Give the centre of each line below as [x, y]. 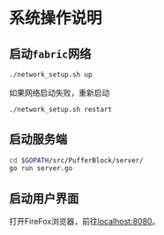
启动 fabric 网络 [50, 54]
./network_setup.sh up [51, 74]
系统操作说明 [56, 18]
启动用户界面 [44, 198]
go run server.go [41, 168]
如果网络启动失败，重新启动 [60, 92]
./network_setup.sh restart [61, 109]
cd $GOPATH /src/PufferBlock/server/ [76, 161]
